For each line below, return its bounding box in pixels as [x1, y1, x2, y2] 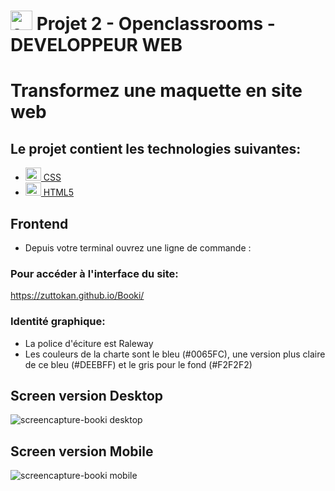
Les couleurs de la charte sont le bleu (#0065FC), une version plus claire [24, 348, 326, 360]
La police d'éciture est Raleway [24, 337, 154, 349]
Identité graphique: [10, 315, 106, 329]
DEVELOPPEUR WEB [10, 34, 183, 57]
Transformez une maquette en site [10, 80, 303, 102]
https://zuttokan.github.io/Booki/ [10, 290, 145, 302]
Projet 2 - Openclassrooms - [36, 13, 276, 35]
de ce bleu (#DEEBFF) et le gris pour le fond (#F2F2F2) [24, 358, 253, 370]
